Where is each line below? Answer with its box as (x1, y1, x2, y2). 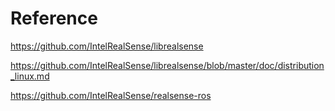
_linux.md (10, 70, 50, 82)
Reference (10, 7, 98, 30)
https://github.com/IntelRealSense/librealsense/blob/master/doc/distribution (10, 59, 325, 71)
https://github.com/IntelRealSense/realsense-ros (10, 89, 212, 101)
